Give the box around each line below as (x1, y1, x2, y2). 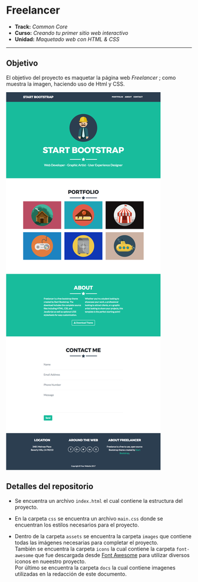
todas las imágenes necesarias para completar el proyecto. (14, 539, 159, 546)
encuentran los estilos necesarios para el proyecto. (14, 521, 140, 528)
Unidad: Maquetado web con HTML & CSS (14, 35, 120, 43)
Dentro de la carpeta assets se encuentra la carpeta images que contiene (14, 532, 192, 539)
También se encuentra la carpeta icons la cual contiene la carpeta (14, 545, 175, 552)
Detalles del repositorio (6, 482, 94, 492)
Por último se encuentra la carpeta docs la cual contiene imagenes (14, 564, 176, 571)
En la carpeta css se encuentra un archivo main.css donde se (14, 515, 163, 522)
